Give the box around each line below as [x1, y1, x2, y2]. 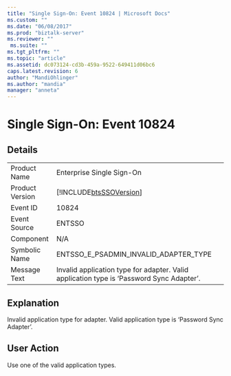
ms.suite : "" [10, 42, 48, 49]
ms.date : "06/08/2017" [7, 23, 72, 30]
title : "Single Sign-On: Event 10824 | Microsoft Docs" [7, 10, 170, 17]
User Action [7, 342, 60, 355]
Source [10, 223, 34, 233]
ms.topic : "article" [7, 55, 67, 62]
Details [7, 144, 38, 156]
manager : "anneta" [7, 87, 60, 94]
